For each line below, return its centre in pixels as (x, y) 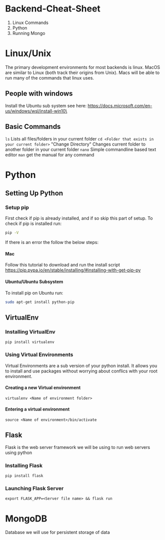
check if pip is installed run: (33, 223)
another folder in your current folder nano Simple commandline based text (81, 149)
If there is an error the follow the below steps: (52, 242)
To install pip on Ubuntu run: (34, 292)
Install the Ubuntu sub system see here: (46, 105)
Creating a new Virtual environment (43, 387)
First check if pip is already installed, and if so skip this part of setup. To (79, 218)
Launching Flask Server (34, 488)
